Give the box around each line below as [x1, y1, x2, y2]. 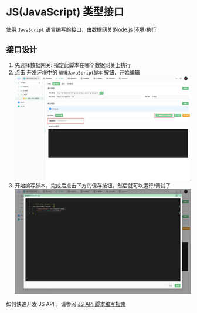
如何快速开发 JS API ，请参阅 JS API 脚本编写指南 [6, 300, 126, 307]
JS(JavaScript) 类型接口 [6, 5, 124, 19]
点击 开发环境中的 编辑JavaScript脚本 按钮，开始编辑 [14, 69, 140, 76]
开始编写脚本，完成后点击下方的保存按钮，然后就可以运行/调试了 [14, 182, 171, 189]
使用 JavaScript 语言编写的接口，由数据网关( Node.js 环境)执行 [6, 26, 157, 33]
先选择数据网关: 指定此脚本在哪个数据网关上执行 [14, 61, 131, 68]
